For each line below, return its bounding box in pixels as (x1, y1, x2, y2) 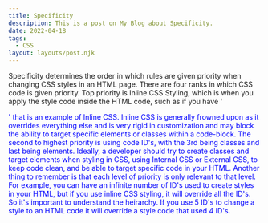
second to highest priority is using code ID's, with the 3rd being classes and (8, 138, 260, 147)
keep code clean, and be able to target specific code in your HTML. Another (8, 164, 260, 172)
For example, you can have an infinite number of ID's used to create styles (8, 180, 254, 189)
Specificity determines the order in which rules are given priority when (8, 71, 242, 80)
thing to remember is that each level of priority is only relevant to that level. (8, 172, 257, 181)
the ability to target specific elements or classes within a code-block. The (8, 129, 251, 139)
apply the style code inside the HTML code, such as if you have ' (8, 97, 223, 106)
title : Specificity (8, 11, 74, 20)
